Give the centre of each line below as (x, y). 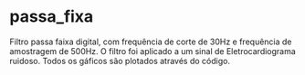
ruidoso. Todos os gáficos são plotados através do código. (120, 61)
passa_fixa (52, 17)
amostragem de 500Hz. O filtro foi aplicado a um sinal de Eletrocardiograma (153, 51)
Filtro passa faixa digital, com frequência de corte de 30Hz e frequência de (151, 42)
